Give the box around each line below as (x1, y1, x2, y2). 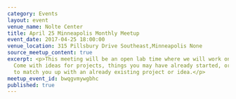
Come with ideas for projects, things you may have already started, (13, 62, 221, 69)
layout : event (7, 17, 49, 24)
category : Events (7, 10, 58, 17)
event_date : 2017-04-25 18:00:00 (7, 36, 105, 43)
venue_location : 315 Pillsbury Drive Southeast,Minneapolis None (7, 43, 202, 49)
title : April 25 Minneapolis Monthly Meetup (7, 29, 140, 37)
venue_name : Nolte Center (7, 23, 83, 30)
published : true (7, 82, 55, 89)
